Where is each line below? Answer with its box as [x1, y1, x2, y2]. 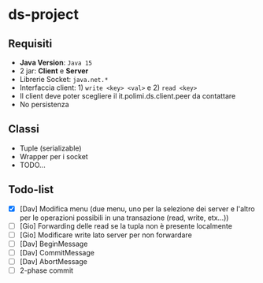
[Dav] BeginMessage [19, 239, 88, 248]
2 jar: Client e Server [19, 66, 89, 76]
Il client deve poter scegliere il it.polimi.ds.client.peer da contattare [19, 91, 236, 100]
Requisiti [8, 37, 53, 50]
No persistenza [19, 100, 69, 109]
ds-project [8, 6, 79, 24]
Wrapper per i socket [19, 151, 88, 161]
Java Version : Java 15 [19, 58, 93, 67]
